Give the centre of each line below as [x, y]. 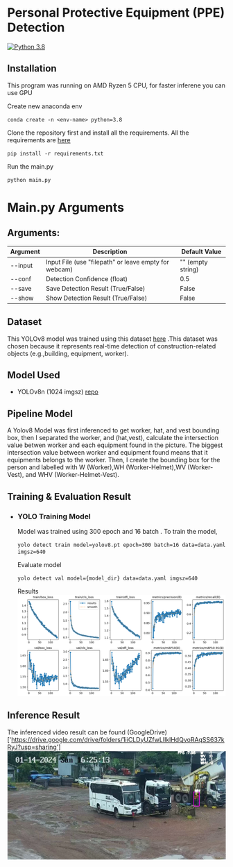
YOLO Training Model [54, 516]
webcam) [60, 269]
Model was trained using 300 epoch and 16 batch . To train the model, [117, 531]
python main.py [29, 180]
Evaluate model [39, 564]
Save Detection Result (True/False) [96, 288]
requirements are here [39, 140]
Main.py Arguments [66, 207]
